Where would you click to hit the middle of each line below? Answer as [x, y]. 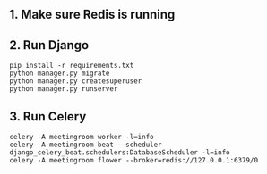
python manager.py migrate [60, 74]
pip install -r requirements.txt [72, 66]
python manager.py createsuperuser [76, 81]
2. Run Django [49, 45]
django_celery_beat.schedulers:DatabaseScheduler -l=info [120, 153]
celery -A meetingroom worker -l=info [82, 137]
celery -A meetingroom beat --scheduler [86, 145]
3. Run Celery [48, 116]
